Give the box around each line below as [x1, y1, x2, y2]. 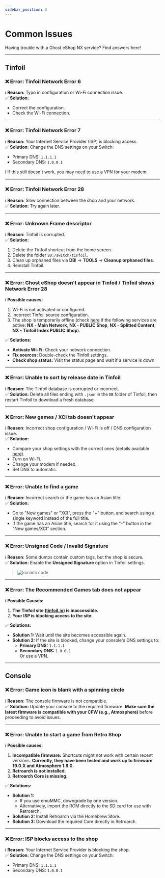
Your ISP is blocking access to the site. [12, 612, 93, 618]
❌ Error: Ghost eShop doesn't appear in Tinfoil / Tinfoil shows [5, 279, 155, 286]
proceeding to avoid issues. [5, 714, 61, 720]
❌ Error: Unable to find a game [5, 483, 79, 490]
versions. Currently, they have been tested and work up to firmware [12, 757, 153, 763]
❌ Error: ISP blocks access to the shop [5, 835, 98, 842]
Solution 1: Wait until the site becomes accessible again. [12, 632, 127, 638]
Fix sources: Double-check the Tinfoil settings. [12, 352, 108, 358]
